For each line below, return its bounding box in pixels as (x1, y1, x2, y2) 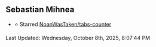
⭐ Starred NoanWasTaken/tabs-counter (14, 21, 112, 28)
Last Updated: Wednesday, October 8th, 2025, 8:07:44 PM (5, 34, 151, 41)
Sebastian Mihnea (5, 5, 75, 15)
